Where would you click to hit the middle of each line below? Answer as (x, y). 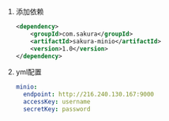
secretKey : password (57, 109)
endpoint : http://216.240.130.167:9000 (89, 95)
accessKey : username (57, 102)
